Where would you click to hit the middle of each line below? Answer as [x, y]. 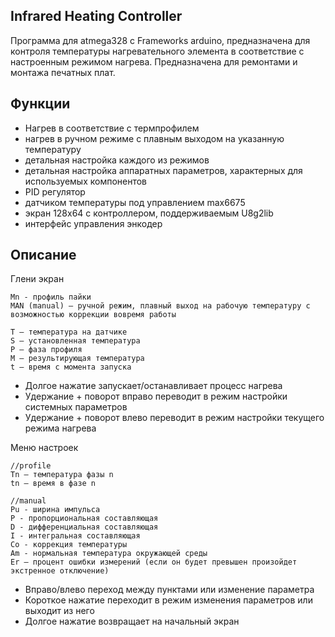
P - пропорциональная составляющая [84, 519]
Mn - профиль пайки [51, 297]
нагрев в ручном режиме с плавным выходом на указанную [154, 138]
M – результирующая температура [77, 359]
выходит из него [59, 611]
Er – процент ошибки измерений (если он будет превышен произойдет [154, 562]
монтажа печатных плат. [63, 72]
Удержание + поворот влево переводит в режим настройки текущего [174, 418]
